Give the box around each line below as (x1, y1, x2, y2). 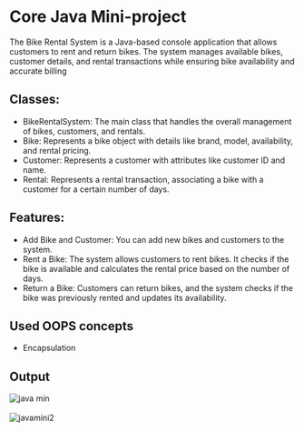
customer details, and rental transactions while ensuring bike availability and (9, 55, 295, 66)
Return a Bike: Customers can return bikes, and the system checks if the (22, 282, 293, 293)
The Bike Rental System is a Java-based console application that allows (9, 36, 278, 47)
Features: (9, 210, 65, 226)
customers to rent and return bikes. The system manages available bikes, (9, 45, 283, 56)
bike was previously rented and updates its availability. (22, 292, 227, 303)
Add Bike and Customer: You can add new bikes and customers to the (22, 234, 285, 245)
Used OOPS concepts (9, 318, 134, 334)
